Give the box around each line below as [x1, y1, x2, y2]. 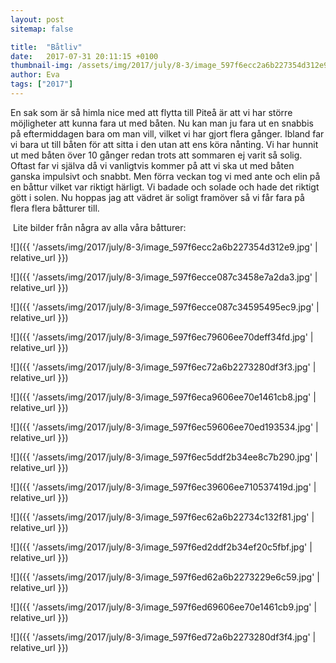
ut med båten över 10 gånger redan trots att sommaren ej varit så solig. [10, 149, 303, 161]
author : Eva [10, 70, 60, 80]
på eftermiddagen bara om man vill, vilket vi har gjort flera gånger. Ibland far [10, 127, 325, 140]
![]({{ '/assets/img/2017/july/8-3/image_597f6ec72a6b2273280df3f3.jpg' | [10, 361, 317, 373]
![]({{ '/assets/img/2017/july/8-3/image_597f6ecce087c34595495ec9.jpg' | [10, 301, 320, 313]
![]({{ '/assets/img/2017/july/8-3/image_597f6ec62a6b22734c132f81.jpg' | [10, 511, 315, 523]
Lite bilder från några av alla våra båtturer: [12, 221, 187, 233]
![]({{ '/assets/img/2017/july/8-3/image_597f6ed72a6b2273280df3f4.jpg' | [10, 631, 317, 643]
